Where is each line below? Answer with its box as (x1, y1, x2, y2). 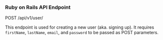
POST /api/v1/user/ (5, 15, 43, 21)
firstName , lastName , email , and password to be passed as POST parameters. (5, 30, 159, 36)
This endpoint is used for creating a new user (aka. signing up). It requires (5, 24, 154, 30)
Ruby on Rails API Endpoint (5, 4, 71, 11)
